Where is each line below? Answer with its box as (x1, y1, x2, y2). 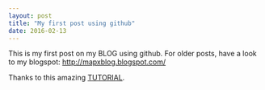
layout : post (8, 11, 53, 20)
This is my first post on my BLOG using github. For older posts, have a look (8, 49, 257, 59)
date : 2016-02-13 (8, 27, 67, 35)
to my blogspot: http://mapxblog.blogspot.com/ (8, 57, 166, 67)
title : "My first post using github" (8, 19, 136, 27)
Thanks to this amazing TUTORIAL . (8, 73, 125, 83)
